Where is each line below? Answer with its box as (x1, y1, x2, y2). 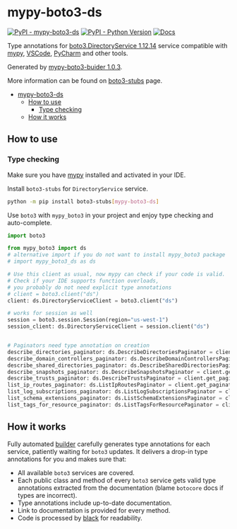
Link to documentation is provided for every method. (17, 506, 171, 514)
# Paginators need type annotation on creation (7, 342, 150, 349)
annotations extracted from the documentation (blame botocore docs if (17, 483, 224, 492)
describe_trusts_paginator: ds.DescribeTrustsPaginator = (7, 375, 181, 382)
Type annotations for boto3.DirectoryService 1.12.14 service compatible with (7, 41, 228, 50)
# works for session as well (7, 309, 93, 317)
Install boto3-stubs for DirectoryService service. (7, 184, 148, 193)
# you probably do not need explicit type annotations (7, 284, 172, 291)
